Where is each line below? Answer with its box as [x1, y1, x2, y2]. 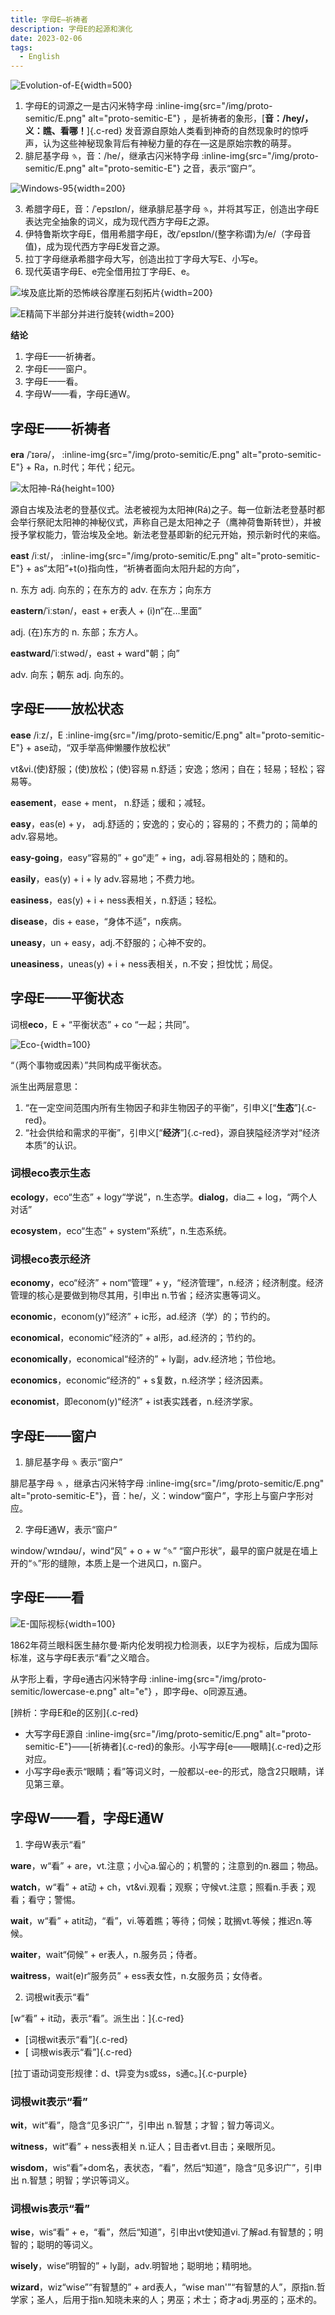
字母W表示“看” [24, 1838, 86, 1850]
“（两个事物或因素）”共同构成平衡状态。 [10, 1059, 168, 1071]
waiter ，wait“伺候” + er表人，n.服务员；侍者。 [10, 1948, 203, 1960]
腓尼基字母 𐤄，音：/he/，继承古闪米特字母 [24, 150, 200, 162]
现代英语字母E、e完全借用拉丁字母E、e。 [24, 266, 195, 278]
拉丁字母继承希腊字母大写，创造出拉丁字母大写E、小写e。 [24, 253, 264, 265]
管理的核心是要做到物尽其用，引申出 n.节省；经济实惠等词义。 [10, 1289, 267, 1301]
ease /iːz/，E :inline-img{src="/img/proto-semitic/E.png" [10, 729, 244, 741]
